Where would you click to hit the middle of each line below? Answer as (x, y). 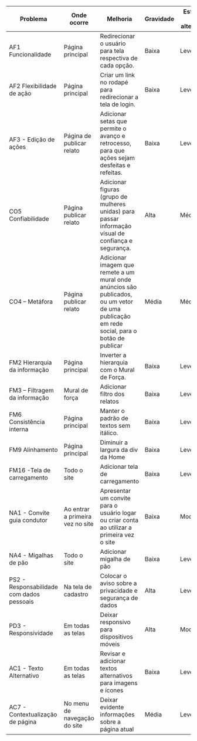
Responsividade (31, 633)
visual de (112, 233)
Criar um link (118, 75)
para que (112, 150)
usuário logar (118, 513)
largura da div (119, 450)
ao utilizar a (116, 527)
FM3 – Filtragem (31, 390)
